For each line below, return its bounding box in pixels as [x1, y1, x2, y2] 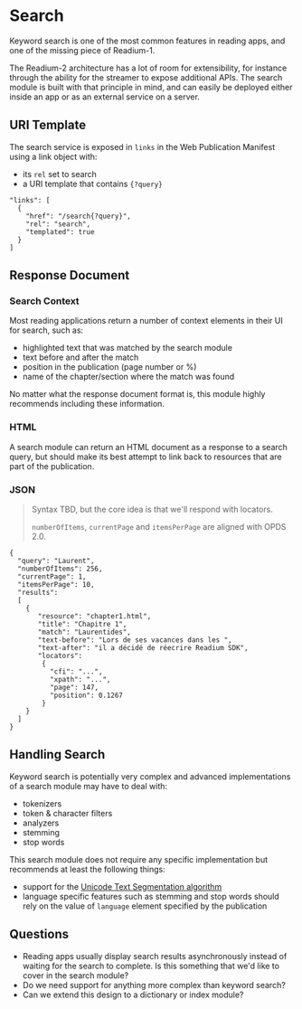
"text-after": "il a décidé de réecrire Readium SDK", [37, 644, 249, 653]
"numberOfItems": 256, [17, 564, 103, 574]
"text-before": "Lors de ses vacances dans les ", [37, 636, 232, 645]
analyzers [22, 817, 60, 828]
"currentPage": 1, [17, 572, 88, 581]
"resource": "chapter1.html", [37, 612, 152, 621]
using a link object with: [9, 151, 98, 162]
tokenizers [22, 797, 62, 809]
